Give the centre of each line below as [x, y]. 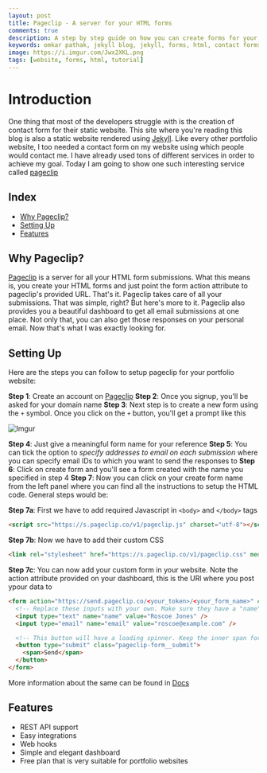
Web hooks [38, 744]
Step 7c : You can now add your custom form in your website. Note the [123, 570]
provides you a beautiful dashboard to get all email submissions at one [124, 311]
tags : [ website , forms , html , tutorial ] [76, 61]
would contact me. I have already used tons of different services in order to [132, 155]
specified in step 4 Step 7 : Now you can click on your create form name [126, 478]
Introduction [50, 100]
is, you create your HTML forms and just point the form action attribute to [128, 286]
